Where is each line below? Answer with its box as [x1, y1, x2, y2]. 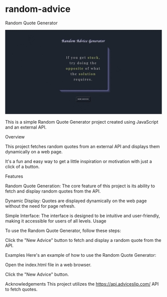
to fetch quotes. [5, 286, 38, 292]
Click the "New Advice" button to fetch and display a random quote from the [5, 237, 162, 243]
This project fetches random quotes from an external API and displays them [5, 143, 160, 149]
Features [5, 173, 23, 179]
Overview [5, 134, 25, 140]
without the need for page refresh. [5, 203, 76, 209]
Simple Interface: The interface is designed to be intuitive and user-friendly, [5, 213, 161, 219]
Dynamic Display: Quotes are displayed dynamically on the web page [5, 198, 147, 204]
